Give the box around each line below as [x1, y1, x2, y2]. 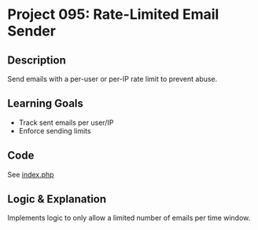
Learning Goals [7, 97, 84, 111]
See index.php [7, 170, 54, 179]
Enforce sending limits [18, 126, 91, 135]
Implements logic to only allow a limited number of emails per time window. [7, 214, 251, 223]
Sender [7, 22, 57, 40]
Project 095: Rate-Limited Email [7, 5, 219, 24]
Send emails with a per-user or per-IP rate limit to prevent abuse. [7, 75, 218, 83]
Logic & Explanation [7, 192, 107, 206]
